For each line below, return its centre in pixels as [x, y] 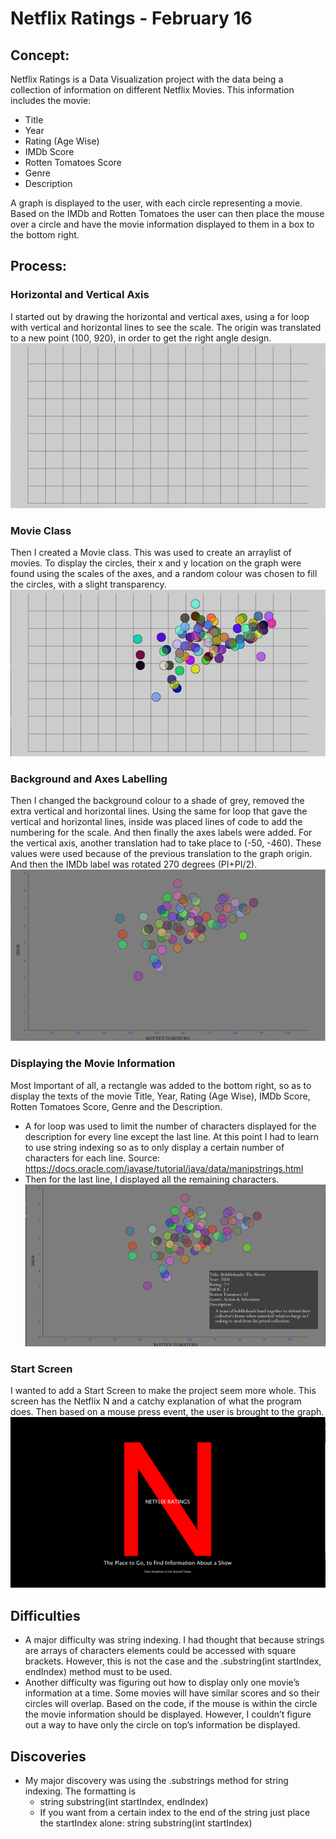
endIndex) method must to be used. [98, 1672]
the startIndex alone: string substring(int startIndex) [146, 1823]
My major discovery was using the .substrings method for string [156, 1780]
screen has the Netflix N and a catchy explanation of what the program [156, 1401]
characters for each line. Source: [92, 1158]
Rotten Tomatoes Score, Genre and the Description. [116, 1106]
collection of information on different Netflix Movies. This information [152, 90]
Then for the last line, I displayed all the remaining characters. [152, 1179]
